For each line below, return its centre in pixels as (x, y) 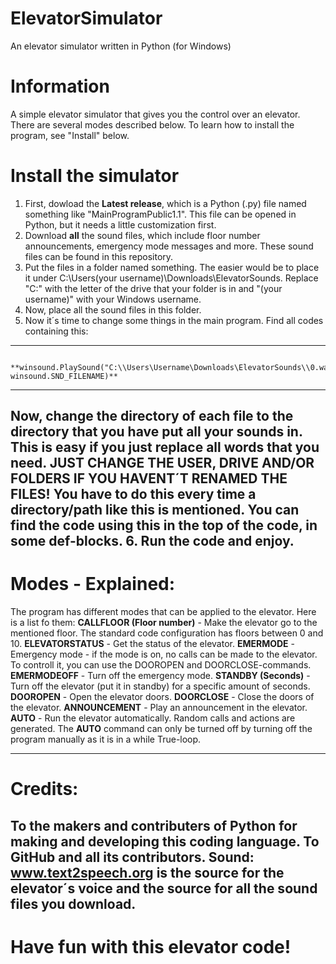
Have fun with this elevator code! (151, 946)
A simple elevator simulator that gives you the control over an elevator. (155, 114)
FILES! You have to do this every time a (133, 494)
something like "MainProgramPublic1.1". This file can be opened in (160, 214)
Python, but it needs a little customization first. (120, 224)
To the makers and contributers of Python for (154, 825)
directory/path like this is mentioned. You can (155, 510)
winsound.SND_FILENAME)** (64, 376)
